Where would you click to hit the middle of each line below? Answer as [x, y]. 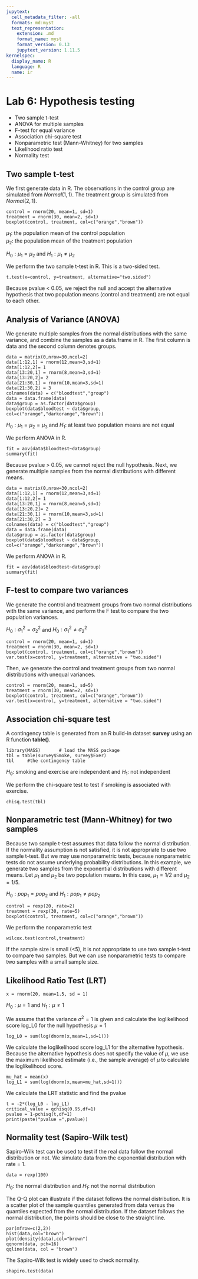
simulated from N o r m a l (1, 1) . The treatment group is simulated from [88, 195]
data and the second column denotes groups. [61, 346]
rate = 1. [16, 1164]
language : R [26, 67]
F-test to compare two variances [67, 590]
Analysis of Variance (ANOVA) [63, 319]
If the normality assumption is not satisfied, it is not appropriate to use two [96, 850]
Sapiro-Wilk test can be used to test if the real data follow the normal [90, 1152]
